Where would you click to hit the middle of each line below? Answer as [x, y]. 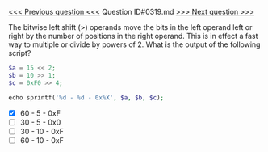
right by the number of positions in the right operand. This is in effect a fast [133, 36]
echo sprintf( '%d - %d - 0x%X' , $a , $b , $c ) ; [86, 97]
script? [20, 53]
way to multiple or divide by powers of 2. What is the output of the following [134, 44]
